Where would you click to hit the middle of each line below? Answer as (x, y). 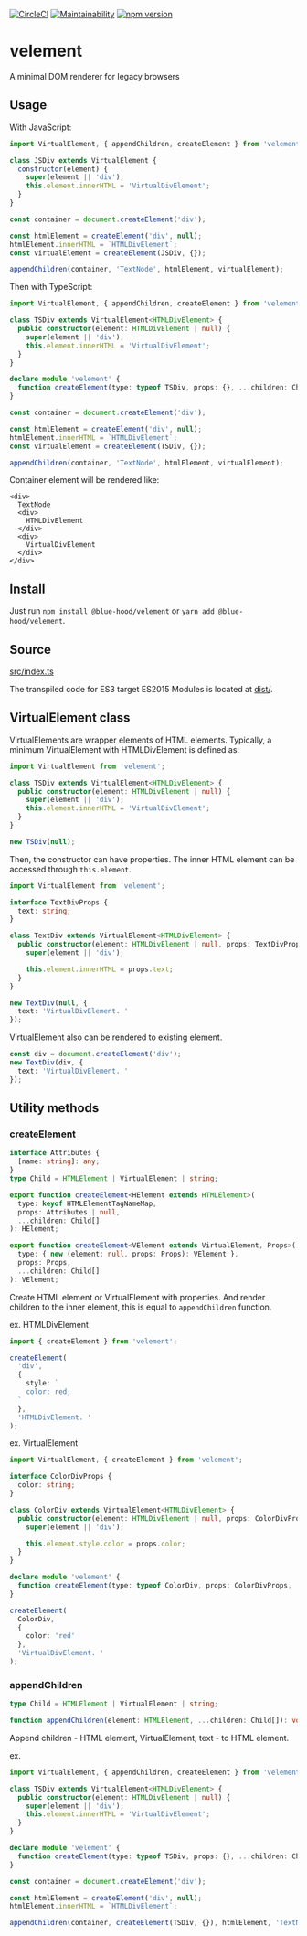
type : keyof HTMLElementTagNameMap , (87, 1203)
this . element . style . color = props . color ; (106, 1544)
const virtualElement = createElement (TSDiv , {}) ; (108, 446)
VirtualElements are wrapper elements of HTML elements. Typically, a (141, 740)
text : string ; (44, 911)
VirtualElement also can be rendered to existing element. (116, 1037)
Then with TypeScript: (51, 287)
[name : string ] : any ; (59, 1161)
